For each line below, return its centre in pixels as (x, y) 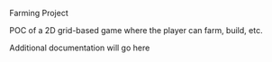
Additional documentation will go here (80, 48)
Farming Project (39, 13)
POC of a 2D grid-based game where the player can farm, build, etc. (136, 30)
